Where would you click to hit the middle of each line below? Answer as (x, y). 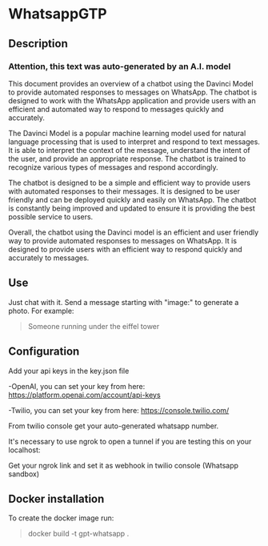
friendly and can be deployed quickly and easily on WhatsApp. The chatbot (132, 199)
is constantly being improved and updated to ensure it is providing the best (132, 208)
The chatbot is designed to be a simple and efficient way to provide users (129, 183)
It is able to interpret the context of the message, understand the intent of (129, 150)
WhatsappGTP (58, 14)
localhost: (24, 450)
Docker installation (56, 498)
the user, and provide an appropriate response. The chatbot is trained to (127, 159)
